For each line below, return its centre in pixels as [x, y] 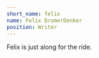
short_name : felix [33, 14]
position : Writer [32, 27]
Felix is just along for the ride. [49, 47]
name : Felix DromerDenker [44, 21]
